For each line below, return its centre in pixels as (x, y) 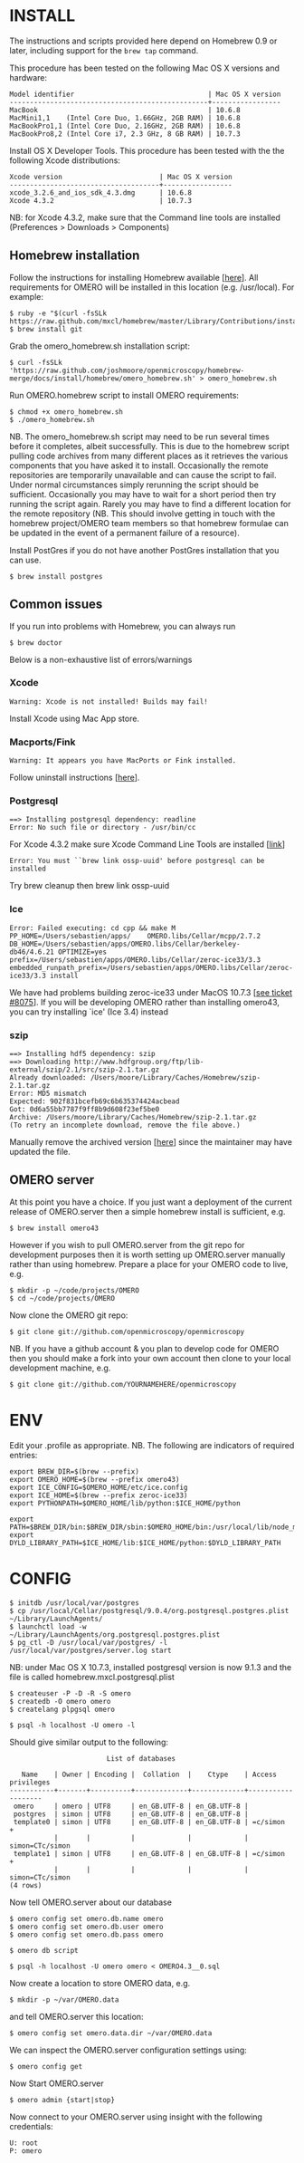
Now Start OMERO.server (57, 2083)
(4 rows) (26, 1885)
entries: (24, 1455)
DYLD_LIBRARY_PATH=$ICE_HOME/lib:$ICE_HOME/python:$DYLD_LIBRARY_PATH (145, 1543)
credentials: (31, 2126)
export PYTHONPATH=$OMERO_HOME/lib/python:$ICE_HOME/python (125, 1503)
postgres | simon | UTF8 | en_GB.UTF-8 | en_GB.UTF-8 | (131, 1814)
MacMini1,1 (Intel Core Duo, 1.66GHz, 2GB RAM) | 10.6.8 (125, 118)
